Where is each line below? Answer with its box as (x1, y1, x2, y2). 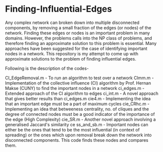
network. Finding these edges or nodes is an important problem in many (5, 30, 150, 36)
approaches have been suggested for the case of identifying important (5, 45, 147, 51)
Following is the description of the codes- (5, 65, 89, 71)
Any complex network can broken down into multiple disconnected (5, 20, 140, 25)
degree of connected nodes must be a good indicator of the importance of (5, 111, 155, 117)
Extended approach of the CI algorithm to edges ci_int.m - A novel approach (5, 90, 159, 96)
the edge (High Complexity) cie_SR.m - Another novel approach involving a (5, 116, 156, 122)
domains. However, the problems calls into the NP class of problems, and (5, 35, 152, 41)
